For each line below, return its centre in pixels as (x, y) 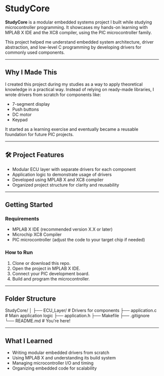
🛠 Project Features (35, 155)
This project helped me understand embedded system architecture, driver (79, 42)
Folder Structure (31, 298)
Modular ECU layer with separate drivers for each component (74, 169)
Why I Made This (31, 72)
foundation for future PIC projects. (40, 134)
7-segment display (31, 104)
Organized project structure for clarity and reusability (66, 185)
